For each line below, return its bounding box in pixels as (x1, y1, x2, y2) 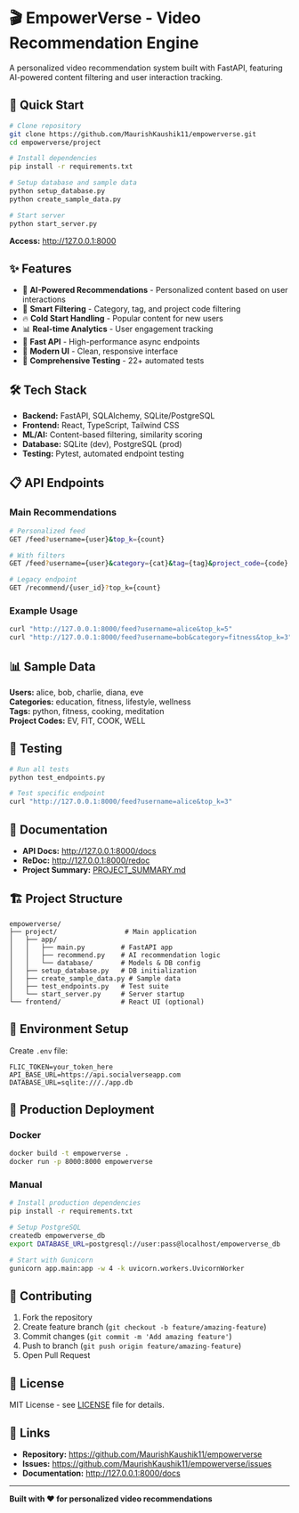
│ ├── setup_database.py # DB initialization (9, 966, 198, 975)
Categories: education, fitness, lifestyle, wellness (9, 696, 191, 707)
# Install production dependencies (9, 1199, 141, 1208)
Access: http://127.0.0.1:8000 (9, 235, 117, 246)
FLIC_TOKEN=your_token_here (9, 1062, 114, 1071)
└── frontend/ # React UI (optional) (9, 997, 205, 1006)
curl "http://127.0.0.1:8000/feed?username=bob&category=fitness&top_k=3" (9, 633, 293, 642)
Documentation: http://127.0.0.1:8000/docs (21, 1468, 181, 1478)
